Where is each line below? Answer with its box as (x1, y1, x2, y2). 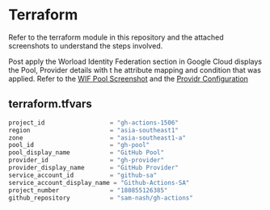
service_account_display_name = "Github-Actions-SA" (8, 178, 190, 187)
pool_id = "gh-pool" (8, 141, 150, 149)
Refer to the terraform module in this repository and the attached (8, 32, 224, 42)
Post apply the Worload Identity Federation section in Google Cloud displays (8, 57, 263, 66)
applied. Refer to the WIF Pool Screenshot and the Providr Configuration (8, 73, 249, 83)
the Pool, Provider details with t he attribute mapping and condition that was (8, 65, 261, 74)
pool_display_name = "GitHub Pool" (8, 149, 164, 157)
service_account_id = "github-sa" (8, 171, 158, 179)
